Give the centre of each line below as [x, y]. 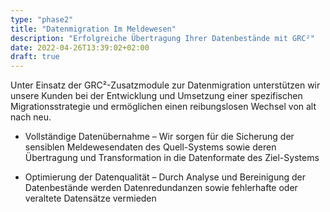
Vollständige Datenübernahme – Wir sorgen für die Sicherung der [159, 137]
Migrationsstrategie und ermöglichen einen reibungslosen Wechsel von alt [163, 107]
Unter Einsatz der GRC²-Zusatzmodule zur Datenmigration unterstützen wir [165, 85]
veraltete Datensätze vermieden [90, 198]
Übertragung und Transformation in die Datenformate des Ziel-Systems [172, 158]
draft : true [35, 57]
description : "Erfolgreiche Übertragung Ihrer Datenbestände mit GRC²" [162, 38]
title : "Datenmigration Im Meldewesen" [93, 29]
